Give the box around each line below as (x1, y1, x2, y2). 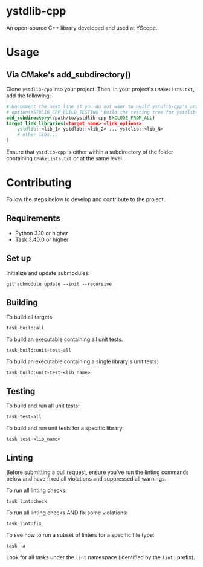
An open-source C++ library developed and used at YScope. (6, 24, 158, 31)
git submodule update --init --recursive (6, 281, 112, 287)
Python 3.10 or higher (14, 229, 68, 236)
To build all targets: (6, 313, 54, 321)
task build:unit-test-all (6, 348, 71, 354)
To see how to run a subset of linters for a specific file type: (6, 531, 155, 539)
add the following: (6, 92, 51, 99)
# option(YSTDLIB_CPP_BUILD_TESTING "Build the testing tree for (6, 109, 174, 115)
